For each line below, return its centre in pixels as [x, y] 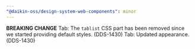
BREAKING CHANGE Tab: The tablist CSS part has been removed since [95, 28]
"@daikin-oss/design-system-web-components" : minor [71, 11]
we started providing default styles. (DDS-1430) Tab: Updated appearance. [98, 34]
